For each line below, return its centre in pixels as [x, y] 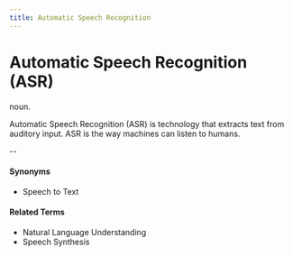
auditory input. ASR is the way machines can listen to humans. [125, 133]
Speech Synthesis [56, 242]
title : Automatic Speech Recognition [80, 18]
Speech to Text [50, 191]
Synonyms [30, 171]
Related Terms [37, 212]
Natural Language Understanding [84, 232]
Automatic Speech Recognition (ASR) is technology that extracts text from [147, 123]
